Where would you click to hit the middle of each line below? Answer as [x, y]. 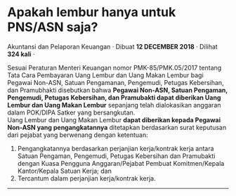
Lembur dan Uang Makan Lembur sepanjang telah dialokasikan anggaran [114, 105]
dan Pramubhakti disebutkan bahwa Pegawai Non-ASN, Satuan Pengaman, [118, 90]
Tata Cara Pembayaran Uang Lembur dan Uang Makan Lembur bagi [105, 75]
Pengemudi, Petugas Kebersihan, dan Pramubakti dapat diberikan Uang [114, 97]
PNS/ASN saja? [53, 27]
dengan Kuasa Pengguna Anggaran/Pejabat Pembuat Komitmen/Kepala [121, 163]
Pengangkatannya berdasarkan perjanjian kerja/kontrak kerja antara [116, 148]
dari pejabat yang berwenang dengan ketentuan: [78, 135]
